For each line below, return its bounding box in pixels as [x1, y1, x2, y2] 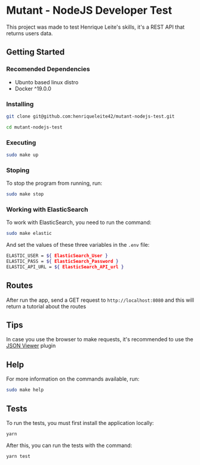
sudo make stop [6, 191, 44, 197]
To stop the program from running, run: [6, 180, 103, 187]
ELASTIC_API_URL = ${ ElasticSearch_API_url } [6, 264, 124, 270]
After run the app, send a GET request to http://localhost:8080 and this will [6, 296, 194, 304]
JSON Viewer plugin [6, 342, 56, 350]
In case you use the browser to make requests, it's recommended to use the [6, 336, 193, 343]
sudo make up [6, 152, 39, 158]
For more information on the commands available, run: [6, 375, 140, 383]
